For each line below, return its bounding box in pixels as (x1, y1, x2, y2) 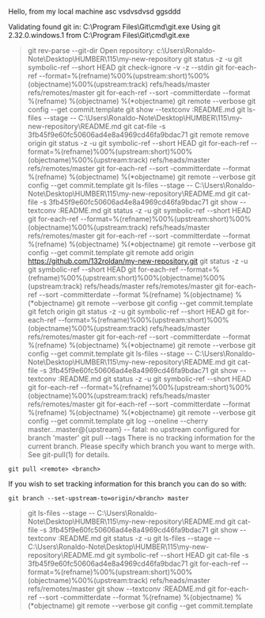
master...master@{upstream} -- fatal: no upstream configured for (27, 425, 240, 434)
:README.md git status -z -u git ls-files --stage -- (58, 534, 221, 543)
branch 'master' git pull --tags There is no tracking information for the (27, 433, 256, 442)
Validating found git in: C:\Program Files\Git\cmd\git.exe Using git (8, 22, 221, 31)
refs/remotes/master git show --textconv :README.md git (27, 584, 216, 593)
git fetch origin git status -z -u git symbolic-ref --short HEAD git (27, 307, 236, 316)
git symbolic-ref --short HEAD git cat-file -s (106, 551, 249, 559)
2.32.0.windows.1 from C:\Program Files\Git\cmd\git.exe (8, 31, 190, 40)
